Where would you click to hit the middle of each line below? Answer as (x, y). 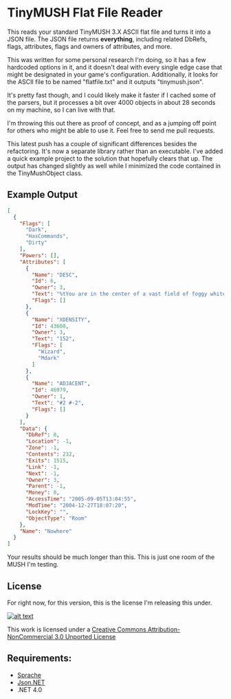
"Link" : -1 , (42, 467)
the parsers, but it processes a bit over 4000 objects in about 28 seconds (111, 102)
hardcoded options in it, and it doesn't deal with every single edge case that (114, 67)
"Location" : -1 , (48, 442)
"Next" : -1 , (42, 474)
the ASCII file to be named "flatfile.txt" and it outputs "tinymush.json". (106, 81)
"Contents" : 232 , (50, 454)
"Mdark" (48, 358)
